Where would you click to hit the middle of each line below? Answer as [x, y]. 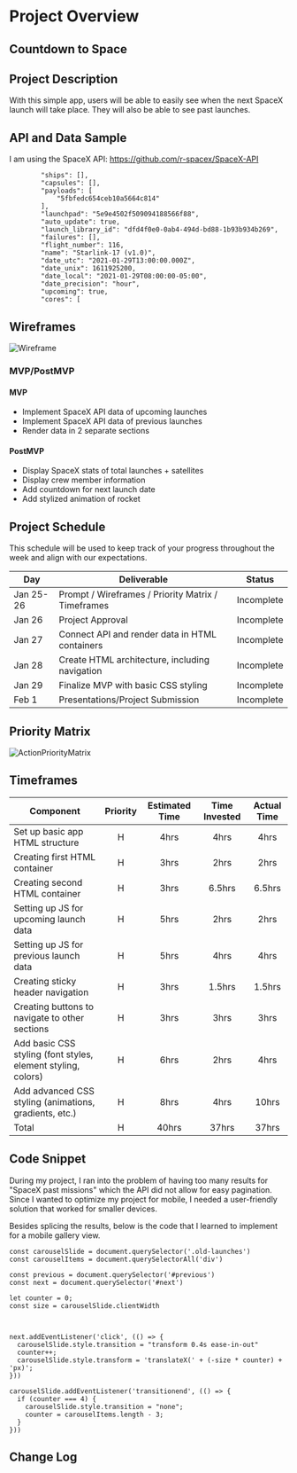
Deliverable [143, 580]
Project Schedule [57, 526]
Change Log [43, 1457]
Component [55, 811]
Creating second [48, 882]
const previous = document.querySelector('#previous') [112, 1274]
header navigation [51, 992]
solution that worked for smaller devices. [83, 1209]
